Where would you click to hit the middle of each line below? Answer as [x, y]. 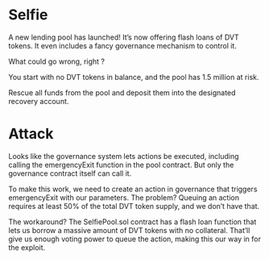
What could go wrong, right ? [56, 61]
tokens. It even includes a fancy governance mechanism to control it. [123, 45]
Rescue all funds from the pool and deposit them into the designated [122, 92]
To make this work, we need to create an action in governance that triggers [133, 189]
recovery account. [39, 101]
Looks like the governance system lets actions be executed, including [124, 156]
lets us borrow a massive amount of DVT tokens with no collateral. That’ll [129, 230]
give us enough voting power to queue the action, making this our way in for [135, 239]
